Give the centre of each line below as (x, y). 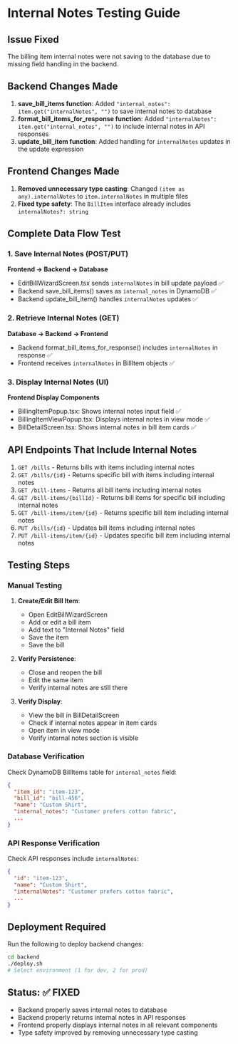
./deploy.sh (25, 964)
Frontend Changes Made (63, 171)
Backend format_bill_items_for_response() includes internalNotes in (118, 348)
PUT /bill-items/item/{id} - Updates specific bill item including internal (124, 535)
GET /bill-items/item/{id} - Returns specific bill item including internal (123, 512)
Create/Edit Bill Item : (49, 601)
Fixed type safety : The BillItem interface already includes (104, 204)
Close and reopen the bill (65, 673)
